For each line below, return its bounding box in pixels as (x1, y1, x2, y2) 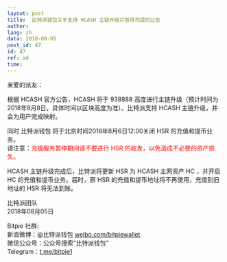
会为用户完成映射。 (7, 112, 62, 120)
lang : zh (7, 29, 32, 36)
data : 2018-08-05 (7, 36, 57, 42)
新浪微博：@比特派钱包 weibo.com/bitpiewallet (7, 230, 141, 238)
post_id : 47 (7, 42, 41, 49)
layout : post (7, 10, 45, 17)
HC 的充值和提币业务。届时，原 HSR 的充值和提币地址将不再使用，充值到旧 (7, 175, 219, 183)
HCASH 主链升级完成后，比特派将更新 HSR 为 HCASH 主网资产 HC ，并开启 (7, 167, 221, 175)
